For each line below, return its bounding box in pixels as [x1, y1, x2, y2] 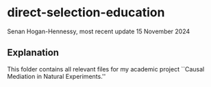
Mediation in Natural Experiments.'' [7, 72, 106, 80]
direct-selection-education [7, 5, 165, 20]
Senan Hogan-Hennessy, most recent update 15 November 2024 [7, 27, 190, 35]
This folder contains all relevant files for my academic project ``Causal [7, 65, 205, 73]
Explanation [7, 47, 60, 58]
